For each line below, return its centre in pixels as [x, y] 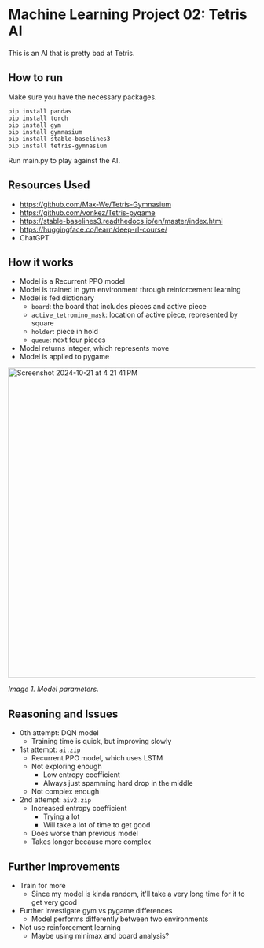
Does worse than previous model [85, 834]
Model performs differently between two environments [120, 919]
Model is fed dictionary [57, 298]
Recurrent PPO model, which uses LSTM [97, 758]
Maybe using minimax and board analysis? [100, 936]
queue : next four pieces [68, 340]
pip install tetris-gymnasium [58, 146]
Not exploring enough [66, 767]
